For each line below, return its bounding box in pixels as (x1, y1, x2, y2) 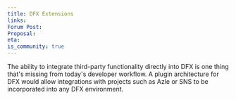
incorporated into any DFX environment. (7, 85, 124, 93)
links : (7, 17, 27, 24)
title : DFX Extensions (7, 10, 74, 18)
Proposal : (7, 30, 37, 37)
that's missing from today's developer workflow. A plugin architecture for (7, 70, 220, 78)
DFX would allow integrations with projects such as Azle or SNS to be (7, 77, 209, 85)
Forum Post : (7, 23, 42, 30)
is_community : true (7, 43, 65, 50)
